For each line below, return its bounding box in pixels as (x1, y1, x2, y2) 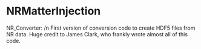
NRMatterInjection (6, 4, 101, 18)
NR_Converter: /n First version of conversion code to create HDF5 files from (6, 24, 196, 31)
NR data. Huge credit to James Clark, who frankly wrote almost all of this (6, 30, 188, 38)
